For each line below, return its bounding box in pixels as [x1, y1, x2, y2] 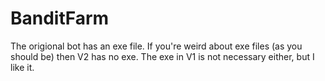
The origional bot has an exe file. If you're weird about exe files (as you [10, 40, 303, 52]
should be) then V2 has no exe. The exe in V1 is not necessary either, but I [10, 50, 315, 62]
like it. [10, 61, 35, 73]
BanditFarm [10, 7, 110, 30]
